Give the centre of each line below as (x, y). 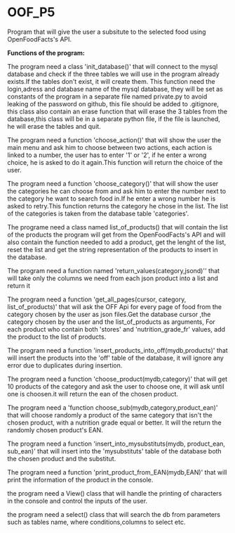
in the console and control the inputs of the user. (78, 501)
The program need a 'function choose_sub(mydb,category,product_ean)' (113, 407)
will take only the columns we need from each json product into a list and (113, 278)
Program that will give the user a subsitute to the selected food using (107, 32)
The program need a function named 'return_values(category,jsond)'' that (113, 270)
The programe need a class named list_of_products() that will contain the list (117, 227)
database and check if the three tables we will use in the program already (113, 74)
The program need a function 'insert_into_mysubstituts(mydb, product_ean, (116, 444)
